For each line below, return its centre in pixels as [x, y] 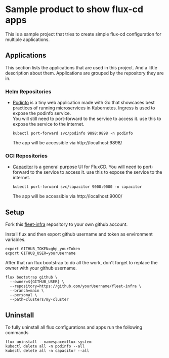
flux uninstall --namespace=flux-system [49, 342]
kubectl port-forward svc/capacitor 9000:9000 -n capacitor [77, 187]
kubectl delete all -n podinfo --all [45, 346]
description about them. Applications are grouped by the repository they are [85, 73]
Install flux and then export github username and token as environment [79, 234]
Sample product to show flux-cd [74, 9]
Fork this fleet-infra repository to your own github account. [67, 224]
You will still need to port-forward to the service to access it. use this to [87, 119]
